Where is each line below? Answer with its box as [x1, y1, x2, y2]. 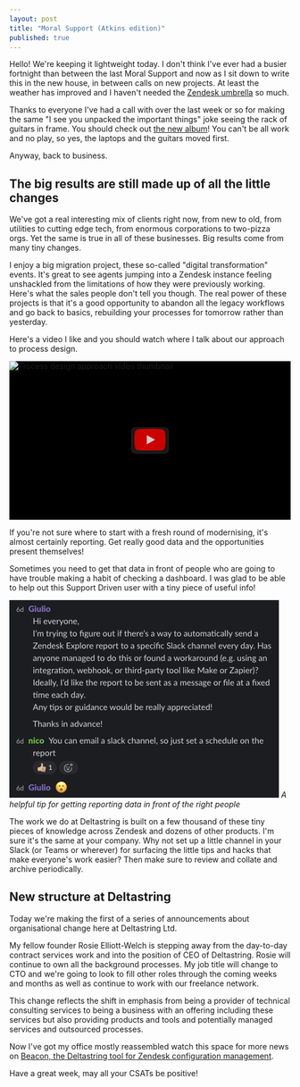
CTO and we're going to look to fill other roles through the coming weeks [9, 968, 278, 979]
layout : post [9, 14, 58, 23]
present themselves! [9, 546, 85, 556]
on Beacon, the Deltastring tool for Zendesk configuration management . [9, 1050, 274, 1061]
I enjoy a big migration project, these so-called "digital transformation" [9, 260, 269, 271]
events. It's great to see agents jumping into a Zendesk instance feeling [9, 269, 272, 280]
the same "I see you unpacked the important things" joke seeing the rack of [9, 114, 287, 125]
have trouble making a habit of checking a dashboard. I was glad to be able [9, 573, 286, 583]
